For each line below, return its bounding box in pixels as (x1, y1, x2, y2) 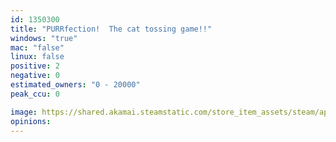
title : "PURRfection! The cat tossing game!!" (10, 24, 213, 34)
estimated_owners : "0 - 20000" (10, 80, 141, 90)
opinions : (10, 116, 52, 126)
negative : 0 (10, 71, 60, 81)
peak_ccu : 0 (10, 89, 60, 99)
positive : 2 (10, 61, 60, 71)
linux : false (10, 52, 65, 62)
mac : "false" (10, 42, 65, 53)
